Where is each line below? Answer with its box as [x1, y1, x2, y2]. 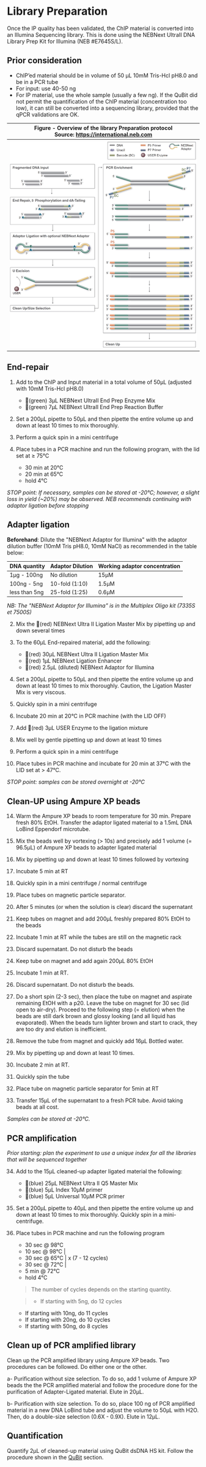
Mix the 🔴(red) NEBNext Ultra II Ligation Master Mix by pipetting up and [15, 621, 196, 628]
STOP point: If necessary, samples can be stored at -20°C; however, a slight [7, 489, 200, 496]
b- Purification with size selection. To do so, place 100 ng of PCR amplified [7, 1400, 195, 1407]
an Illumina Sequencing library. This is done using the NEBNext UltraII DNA [7, 31, 195, 38]
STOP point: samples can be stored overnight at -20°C [7, 778, 145, 786]
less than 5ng [9, 588, 44, 596]
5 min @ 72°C [24, 1268, 61, 1275]
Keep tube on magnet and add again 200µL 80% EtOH [15, 957, 153, 965]
